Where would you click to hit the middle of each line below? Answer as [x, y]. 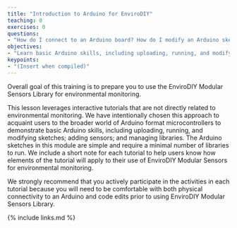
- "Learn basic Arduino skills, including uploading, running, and [109, 54]
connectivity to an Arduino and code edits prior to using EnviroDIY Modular [116, 196]
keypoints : [23, 60]
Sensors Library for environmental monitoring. [74, 94]
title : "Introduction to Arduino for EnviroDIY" [80, 14]
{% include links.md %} [42, 217]
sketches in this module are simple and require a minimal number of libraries [118, 145]
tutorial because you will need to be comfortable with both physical [105, 188]
